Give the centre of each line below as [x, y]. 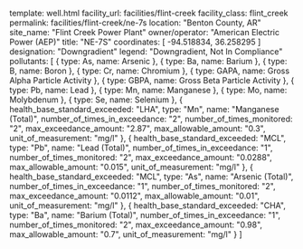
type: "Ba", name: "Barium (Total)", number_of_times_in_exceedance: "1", [145, 215]
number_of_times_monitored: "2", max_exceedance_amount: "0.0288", [141, 157]
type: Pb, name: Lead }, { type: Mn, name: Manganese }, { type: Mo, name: [148, 90]
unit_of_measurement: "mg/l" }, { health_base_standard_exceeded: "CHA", [148, 206]
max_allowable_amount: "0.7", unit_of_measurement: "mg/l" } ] [126, 234]
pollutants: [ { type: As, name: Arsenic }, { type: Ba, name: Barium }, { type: [148, 61]
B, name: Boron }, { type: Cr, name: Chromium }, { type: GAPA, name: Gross [150, 71]
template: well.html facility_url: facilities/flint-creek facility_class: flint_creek [149, 13]
